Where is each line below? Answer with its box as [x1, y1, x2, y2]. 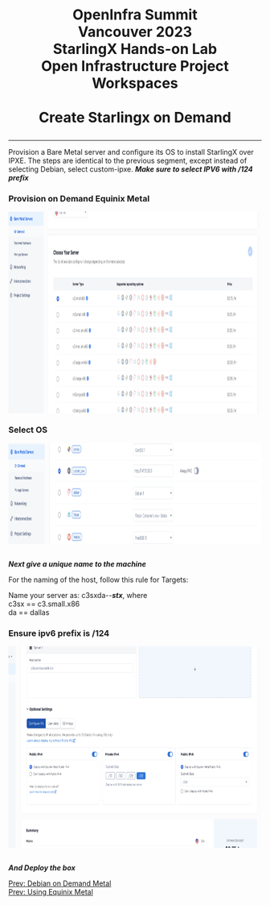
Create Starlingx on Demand [39, 109, 231, 127]
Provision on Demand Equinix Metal [8, 193, 150, 205]
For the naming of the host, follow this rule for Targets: [8, 575, 189, 584]
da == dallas [8, 607, 50, 617]
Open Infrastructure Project [41, 57, 229, 76]
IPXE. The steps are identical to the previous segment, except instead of [8, 156, 247, 166]
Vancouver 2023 [77, 23, 193, 41]
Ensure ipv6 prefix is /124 [8, 627, 110, 638]
